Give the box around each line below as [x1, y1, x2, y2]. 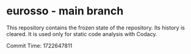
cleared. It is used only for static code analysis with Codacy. [6, 30, 157, 37]
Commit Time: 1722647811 [6, 42, 73, 49]
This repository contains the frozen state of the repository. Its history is [6, 24, 185, 31]
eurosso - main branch [6, 4, 124, 18]
